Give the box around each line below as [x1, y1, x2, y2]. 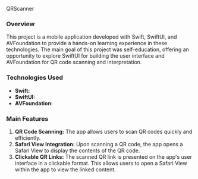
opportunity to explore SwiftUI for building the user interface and [6, 52, 165, 59]
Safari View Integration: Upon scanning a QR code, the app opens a [14, 140, 183, 147]
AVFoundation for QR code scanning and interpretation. [6, 59, 142, 66]
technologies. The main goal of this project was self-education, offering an [6, 46, 189, 53]
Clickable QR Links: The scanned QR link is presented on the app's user [14, 153, 192, 160]
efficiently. [14, 134, 41, 142]
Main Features [6, 114, 49, 123]
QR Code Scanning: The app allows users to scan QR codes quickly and [14, 128, 193, 135]
